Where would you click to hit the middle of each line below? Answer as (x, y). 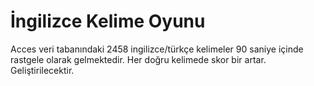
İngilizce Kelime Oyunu (108, 21)
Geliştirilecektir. (42, 70)
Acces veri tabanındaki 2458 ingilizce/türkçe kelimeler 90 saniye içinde (157, 49)
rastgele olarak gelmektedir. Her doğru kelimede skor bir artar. (138, 59)
